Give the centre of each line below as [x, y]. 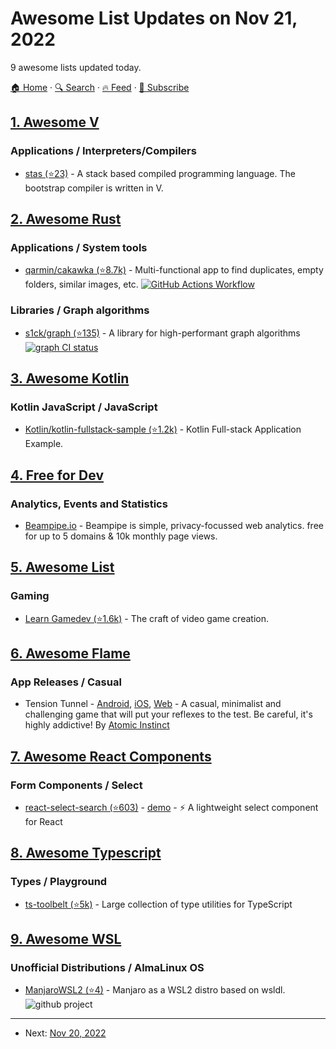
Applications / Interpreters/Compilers [103, 151]
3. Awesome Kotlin [70, 378]
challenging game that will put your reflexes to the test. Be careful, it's [168, 714]
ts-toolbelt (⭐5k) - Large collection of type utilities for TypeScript [158, 904]
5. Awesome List [62, 567]
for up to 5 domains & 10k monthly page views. [121, 536]
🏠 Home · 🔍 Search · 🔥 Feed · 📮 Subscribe [100, 87]
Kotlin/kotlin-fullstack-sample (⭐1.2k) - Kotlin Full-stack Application [163, 429]
